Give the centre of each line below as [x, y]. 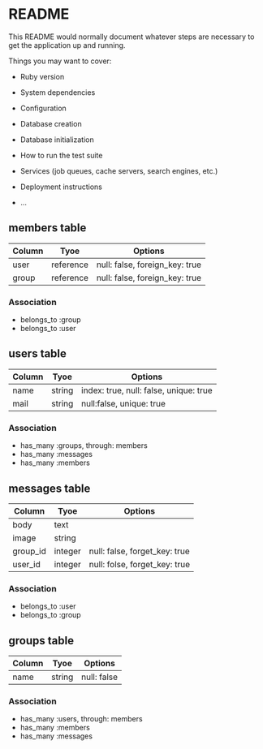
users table [38, 354]
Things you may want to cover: [60, 61]
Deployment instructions [61, 187]
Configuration [43, 108]
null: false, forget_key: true [140, 551]
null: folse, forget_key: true [140, 564]
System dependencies [58, 92]
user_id [26, 564]
